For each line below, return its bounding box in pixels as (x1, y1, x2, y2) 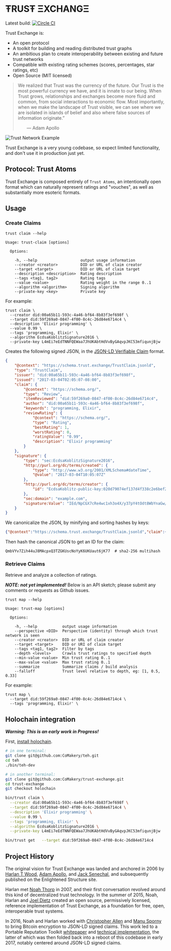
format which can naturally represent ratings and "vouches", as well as (5, 184, 154, 190)
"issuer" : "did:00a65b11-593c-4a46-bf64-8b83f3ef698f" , (14, 373, 136, 378)
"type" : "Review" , (23, 392, 63, 397)
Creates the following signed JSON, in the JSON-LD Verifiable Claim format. (5, 348, 165, 354)
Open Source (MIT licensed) (12, 72, 72, 78)
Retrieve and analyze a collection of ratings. (5, 572, 98, 578)
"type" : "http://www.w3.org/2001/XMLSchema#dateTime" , (32, 467, 152, 473)
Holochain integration (5, 715, 76, 723)
